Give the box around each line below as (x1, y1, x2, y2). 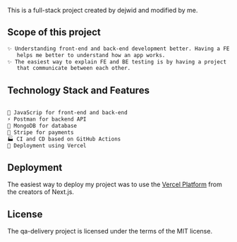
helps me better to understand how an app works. (16, 52, 166, 59)
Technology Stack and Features (7, 84, 150, 96)
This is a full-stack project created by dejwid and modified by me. (7, 6, 198, 14)
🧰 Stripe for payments (7, 128, 74, 136)
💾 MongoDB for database (7, 122, 78, 129)
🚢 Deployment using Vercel (7, 142, 87, 149)
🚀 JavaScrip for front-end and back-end (7, 109, 128, 116)
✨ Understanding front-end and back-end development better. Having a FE (7, 45, 230, 52)
